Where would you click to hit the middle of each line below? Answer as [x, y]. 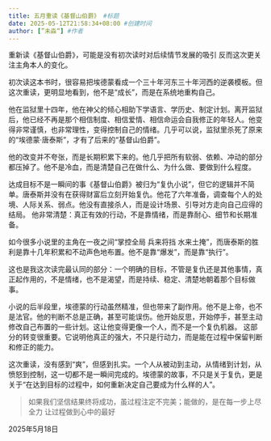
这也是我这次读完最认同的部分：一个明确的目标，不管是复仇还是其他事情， [132, 269]
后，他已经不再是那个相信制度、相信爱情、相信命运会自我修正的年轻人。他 [132, 120]
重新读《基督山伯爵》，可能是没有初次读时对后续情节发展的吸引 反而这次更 [131, 55]
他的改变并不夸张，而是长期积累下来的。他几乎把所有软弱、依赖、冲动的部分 [135, 157]
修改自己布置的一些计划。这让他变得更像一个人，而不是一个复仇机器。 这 [129, 327]
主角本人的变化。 [44, 65]
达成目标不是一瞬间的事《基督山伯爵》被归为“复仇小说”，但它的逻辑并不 [128, 184]
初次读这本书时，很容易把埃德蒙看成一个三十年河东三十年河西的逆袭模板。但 [135, 83]
